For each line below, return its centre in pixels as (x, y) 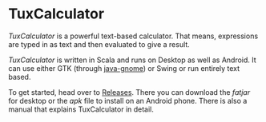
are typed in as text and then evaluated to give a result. (99, 44)
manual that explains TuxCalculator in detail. (81, 109)
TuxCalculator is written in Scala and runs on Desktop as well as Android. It (132, 60)
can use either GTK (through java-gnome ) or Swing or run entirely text (124, 68)
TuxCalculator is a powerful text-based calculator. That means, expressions (133, 36)
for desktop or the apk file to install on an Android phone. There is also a (128, 100)
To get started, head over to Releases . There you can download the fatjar (129, 92)
